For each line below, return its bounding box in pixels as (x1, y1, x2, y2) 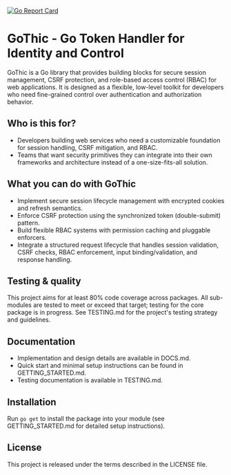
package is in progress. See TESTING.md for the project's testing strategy (7, 308, 218, 317)
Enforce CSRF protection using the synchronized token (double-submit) (17, 211, 221, 219)
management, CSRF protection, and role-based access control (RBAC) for (7, 75, 217, 84)
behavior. (7, 97, 34, 106)
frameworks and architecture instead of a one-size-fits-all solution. (17, 158, 208, 166)
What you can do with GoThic (7, 178, 137, 190)
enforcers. (17, 233, 47, 241)
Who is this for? (7, 118, 77, 129)
